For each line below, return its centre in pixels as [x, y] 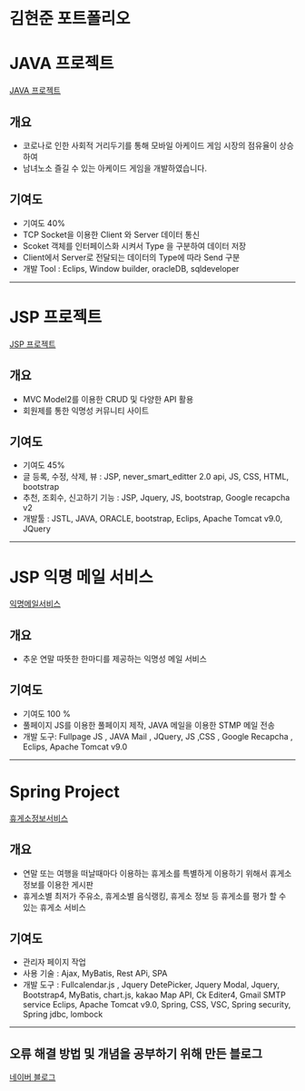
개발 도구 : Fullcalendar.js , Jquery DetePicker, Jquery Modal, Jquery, [151, 985]
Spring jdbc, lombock [63, 1015]
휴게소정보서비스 [39, 818]
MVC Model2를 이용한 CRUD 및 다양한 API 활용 [108, 399]
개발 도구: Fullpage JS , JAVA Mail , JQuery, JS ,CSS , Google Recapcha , [157, 736]
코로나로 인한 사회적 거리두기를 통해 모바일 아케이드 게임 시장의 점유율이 [150, 145]
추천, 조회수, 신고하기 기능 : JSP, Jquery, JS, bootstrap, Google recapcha [156, 498]
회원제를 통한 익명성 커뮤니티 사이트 [86, 411]
